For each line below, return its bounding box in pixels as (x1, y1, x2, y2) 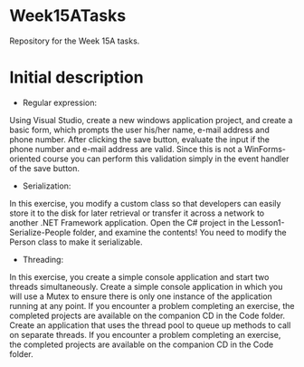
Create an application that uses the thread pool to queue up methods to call (9, 319, 291, 331)
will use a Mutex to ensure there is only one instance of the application (9, 291, 273, 302)
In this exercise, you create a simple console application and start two (9, 271, 270, 282)
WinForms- (243, 143, 287, 154)
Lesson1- (251, 217, 285, 227)
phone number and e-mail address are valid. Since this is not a (9, 143, 242, 154)
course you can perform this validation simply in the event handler (42, 153, 290, 164)
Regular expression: (22, 97, 98, 108)
